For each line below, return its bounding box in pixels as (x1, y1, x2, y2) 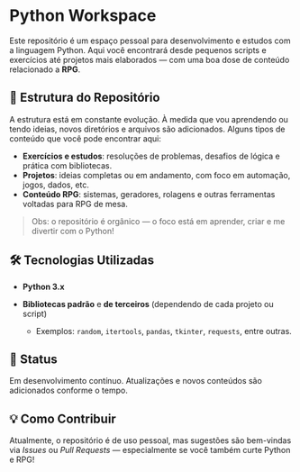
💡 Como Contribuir (9, 411, 117, 426)
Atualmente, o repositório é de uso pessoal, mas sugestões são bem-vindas (9, 435, 292, 446)
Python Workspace (9, 5, 157, 26)
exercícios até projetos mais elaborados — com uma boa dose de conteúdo (9, 54, 290, 65)
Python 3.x (22, 281, 65, 292)
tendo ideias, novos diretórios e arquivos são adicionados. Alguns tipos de (9, 123, 286, 134)
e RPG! (9, 454, 35, 465)
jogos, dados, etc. (22, 179, 90, 190)
